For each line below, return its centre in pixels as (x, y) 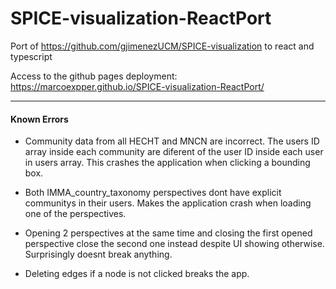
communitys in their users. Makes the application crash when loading (168, 203)
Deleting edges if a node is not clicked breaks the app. (137, 274)
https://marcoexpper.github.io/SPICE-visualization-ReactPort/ (137, 86)
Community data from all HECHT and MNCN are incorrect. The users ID (172, 141)
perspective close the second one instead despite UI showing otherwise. (174, 244)
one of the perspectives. (75, 214)
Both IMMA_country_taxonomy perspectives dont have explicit (153, 193)
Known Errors (39, 119)
